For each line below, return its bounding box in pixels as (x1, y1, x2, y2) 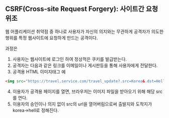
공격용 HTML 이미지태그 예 (12, 68, 66, 74)
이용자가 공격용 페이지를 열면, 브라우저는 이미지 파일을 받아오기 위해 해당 (12, 88, 155, 94)
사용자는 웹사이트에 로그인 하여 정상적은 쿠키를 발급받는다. (12, 56, 127, 62)
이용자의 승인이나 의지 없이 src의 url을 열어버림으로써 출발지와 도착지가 (12, 101, 152, 107)
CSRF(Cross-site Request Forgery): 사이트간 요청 (5, 5, 158, 14)
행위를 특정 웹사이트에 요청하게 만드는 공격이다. (5, 35, 98, 41)
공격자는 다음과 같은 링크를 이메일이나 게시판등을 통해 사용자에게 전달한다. (12, 62, 158, 68)
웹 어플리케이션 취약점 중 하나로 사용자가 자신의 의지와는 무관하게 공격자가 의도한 (5, 28, 164, 34)
